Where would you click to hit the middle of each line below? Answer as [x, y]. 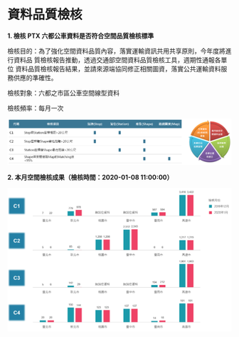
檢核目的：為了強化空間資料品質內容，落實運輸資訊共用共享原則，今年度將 [116, 51]
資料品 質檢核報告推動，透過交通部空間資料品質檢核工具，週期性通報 [114, 60]
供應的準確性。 [35, 77]
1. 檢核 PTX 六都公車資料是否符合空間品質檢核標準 [81, 36]
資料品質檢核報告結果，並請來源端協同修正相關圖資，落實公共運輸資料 [118, 69]
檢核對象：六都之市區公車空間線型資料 [63, 93]
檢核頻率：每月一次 [36, 108]
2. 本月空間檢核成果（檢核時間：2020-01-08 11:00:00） [90, 177]
